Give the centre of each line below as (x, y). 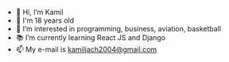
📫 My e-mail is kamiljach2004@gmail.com (86, 49)
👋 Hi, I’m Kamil (39, 12)
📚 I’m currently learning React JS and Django (90, 38)
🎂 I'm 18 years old (45, 20)
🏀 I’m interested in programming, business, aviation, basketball (118, 29)
